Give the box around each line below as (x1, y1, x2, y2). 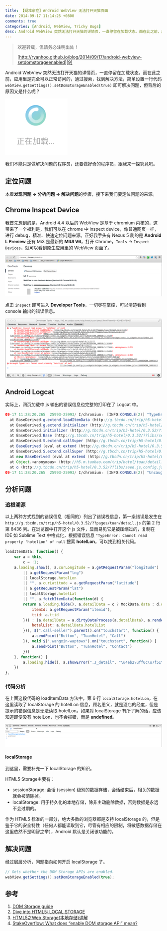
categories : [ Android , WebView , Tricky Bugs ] (5, 24, 101, 29)
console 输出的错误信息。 (5, 308, 58, 314)
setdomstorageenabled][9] (17, 59, 73, 65)
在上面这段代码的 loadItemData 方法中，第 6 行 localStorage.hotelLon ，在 (5, 695, 158, 701)
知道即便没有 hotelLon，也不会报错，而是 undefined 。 (5, 714, 117, 720)
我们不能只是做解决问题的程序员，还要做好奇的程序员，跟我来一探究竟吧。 (5, 161, 158, 167)
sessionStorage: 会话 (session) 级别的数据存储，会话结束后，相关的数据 (12, 787, 160, 793)
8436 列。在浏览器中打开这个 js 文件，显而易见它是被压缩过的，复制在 (10, 526, 155, 532)
